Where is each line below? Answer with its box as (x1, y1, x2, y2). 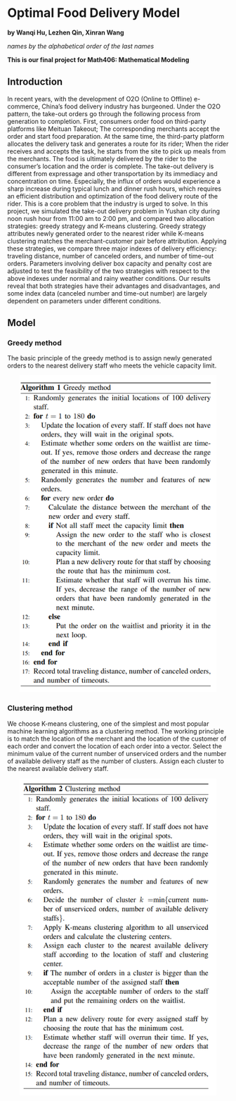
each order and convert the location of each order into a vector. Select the (7, 741, 223, 750)
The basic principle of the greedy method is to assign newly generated (7, 354, 212, 363)
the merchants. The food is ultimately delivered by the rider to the (7, 154, 197, 163)
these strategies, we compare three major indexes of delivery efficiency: (7, 244, 217, 253)
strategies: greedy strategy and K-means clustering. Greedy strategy (7, 222, 206, 230)
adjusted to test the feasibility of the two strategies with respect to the (7, 266, 211, 275)
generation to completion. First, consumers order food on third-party (7, 117, 206, 125)
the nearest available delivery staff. (7, 764, 109, 772)
